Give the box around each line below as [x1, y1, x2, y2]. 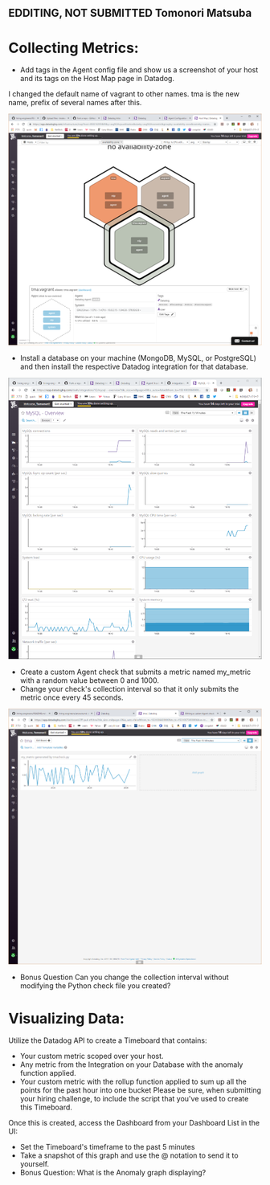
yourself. [19, 1159, 50, 1169]
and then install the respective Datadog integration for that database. [19, 362, 249, 371]
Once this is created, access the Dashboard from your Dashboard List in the [8, 1118, 260, 1128]
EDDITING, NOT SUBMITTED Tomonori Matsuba [8, 6, 252, 20]
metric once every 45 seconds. [19, 693, 124, 702]
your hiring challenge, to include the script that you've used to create [19, 1094, 249, 1104]
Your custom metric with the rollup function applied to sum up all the [19, 1077, 247, 1087]
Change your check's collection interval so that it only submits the [19, 684, 239, 693]
